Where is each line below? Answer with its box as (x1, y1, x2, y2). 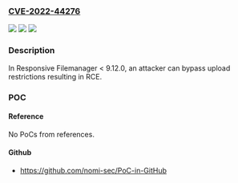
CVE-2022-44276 (8, 6, 81, 17)
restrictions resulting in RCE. (8, 71, 103, 81)
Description (8, 45, 55, 56)
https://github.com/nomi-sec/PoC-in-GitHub (19, 165, 167, 175)
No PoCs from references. (8, 129, 95, 139)
